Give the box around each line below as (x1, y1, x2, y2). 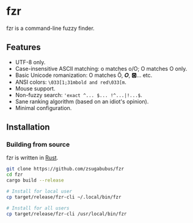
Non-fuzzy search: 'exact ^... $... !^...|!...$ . (15, 91, 142, 98)
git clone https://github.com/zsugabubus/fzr (6, 166, 124, 172)
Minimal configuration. (15, 104, 72, 111)
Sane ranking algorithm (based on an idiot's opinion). (15, 98, 149, 105)
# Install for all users (6, 205, 70, 211)
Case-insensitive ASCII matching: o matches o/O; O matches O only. (15, 65, 188, 72)
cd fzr (6, 172, 23, 178)
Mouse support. (15, 84, 56, 92)
